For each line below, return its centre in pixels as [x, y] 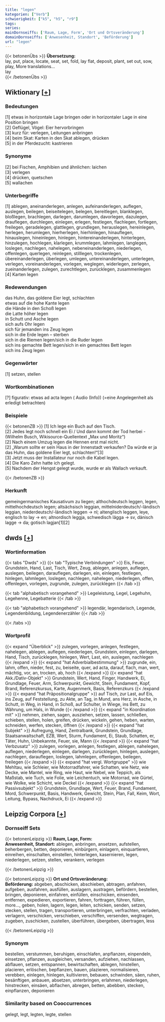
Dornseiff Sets [23, 828]
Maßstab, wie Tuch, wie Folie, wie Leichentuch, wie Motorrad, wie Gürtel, [80, 778]
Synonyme [18, 156]
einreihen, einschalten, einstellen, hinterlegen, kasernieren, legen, [72, 855]
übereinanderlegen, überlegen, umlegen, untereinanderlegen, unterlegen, [80, 259]
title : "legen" [21, 10]
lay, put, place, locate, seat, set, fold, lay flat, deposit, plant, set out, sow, [79, 61]
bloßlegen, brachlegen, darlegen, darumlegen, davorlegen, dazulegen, [77, 217]
